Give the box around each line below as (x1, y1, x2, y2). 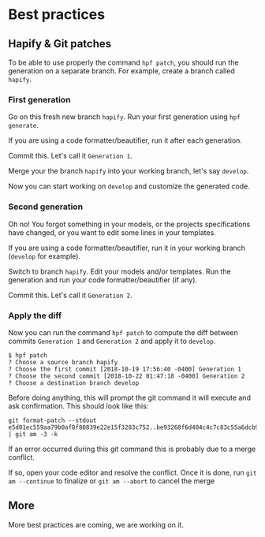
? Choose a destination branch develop (8, 379, 140, 387)
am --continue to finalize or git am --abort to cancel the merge (8, 475, 215, 486)
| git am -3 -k (8, 430, 58, 438)
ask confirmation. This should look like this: (8, 401, 149, 411)
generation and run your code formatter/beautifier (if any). (8, 274, 198, 285)
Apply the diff (8, 310, 62, 321)
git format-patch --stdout (8, 416, 97, 424)
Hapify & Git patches (8, 37, 112, 50)
